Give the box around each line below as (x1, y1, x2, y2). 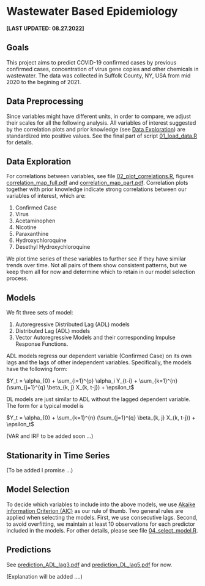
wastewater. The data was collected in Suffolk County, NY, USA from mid (6, 72, 191, 79)
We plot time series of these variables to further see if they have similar (6, 255, 187, 262)
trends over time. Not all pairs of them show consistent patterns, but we (6, 262, 187, 269)
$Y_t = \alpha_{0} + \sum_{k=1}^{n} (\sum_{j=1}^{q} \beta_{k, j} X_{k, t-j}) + (6, 414, 196, 421)
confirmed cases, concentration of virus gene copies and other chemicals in (6, 65, 199, 72)
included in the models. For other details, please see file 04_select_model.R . (6, 526, 198, 534)
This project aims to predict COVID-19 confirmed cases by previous (6, 58, 177, 66)
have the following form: (6, 365, 68, 373)
